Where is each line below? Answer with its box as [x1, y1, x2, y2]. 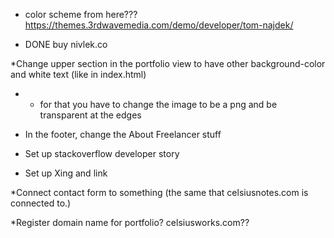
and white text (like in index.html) [10, 69, 147, 80]
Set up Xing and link [24, 167, 108, 179]
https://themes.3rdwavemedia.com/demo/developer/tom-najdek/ [24, 19, 294, 31]
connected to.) [10, 197, 72, 209]
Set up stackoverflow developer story [24, 148, 180, 159]
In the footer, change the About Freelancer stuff [24, 129, 222, 140]
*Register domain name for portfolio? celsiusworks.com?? [10, 217, 250, 228]
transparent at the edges [39, 109, 142, 121]
